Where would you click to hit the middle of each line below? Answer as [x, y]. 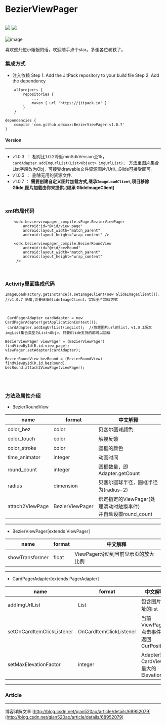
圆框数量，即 [113, 467]
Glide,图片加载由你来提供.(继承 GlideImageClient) [63, 188]
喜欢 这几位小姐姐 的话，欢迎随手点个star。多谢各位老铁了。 [65, 50]
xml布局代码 [20, 211]
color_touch [21, 439]
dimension [66, 486]
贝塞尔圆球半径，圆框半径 [128, 482]
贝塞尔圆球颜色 [116, 430]
